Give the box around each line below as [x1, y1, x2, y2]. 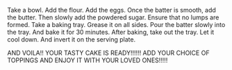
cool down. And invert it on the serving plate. [7, 35, 136, 44]
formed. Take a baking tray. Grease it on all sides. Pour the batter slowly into [7, 21, 226, 28]
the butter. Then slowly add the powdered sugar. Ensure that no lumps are [7, 13, 219, 21]
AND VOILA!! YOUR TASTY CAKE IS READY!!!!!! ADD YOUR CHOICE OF [7, 49, 210, 57]
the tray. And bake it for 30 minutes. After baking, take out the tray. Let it [7, 28, 215, 36]
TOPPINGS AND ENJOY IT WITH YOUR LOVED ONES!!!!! [7, 56, 168, 64]
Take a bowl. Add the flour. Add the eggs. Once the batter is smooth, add [7, 6, 217, 14]
